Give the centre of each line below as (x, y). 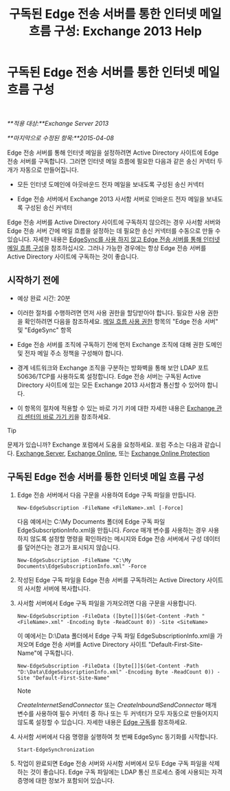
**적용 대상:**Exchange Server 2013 (58, 123)
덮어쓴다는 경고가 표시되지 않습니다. (72, 547)
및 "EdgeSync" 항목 (44, 330)
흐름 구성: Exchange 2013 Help (115, 31)
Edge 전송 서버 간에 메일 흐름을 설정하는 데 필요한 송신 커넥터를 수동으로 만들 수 (114, 230)
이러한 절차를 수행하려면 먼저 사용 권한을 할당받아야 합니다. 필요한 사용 (111, 313)
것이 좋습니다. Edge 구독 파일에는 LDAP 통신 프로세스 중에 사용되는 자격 (126, 772)
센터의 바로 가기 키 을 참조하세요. (68, 416)
